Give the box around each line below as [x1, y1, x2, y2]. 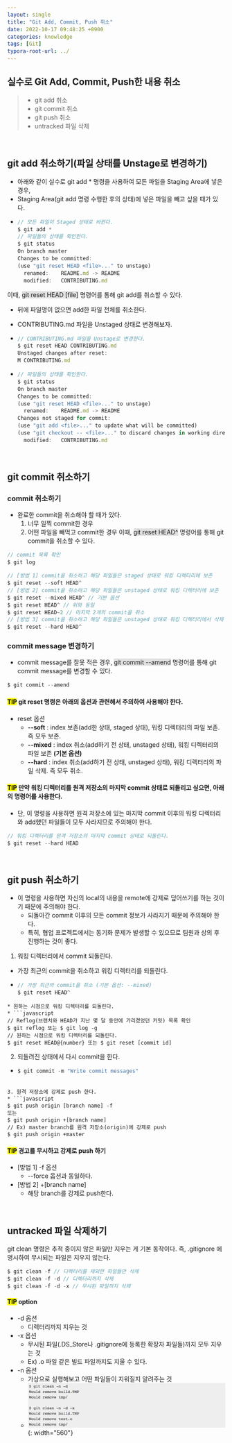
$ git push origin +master [7, 1131, 85, 1138]
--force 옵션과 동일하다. [27, 1172, 93, 1180]
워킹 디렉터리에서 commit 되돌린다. [17, 952, 113, 961]
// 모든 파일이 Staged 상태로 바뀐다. [17, 219, 114, 226]
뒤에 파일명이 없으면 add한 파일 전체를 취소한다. [17, 305, 147, 314]
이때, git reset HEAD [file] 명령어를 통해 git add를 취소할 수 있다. [7, 290, 183, 298]
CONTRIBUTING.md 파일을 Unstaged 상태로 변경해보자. [17, 320, 172, 328]
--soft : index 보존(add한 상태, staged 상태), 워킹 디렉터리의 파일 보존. [27, 723, 220, 732]
